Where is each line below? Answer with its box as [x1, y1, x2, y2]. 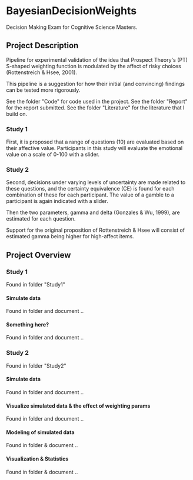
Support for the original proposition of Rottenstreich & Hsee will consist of [6, 226, 185, 234]
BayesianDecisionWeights [6, 4, 137, 18]
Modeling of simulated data [6, 428, 75, 436]
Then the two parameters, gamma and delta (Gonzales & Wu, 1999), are [6, 209, 181, 216]
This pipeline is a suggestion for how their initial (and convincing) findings [6, 80, 185, 87]
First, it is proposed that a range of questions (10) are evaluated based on [6, 138, 184, 145]
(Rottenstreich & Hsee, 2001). [6, 69, 78, 76]
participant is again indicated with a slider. [6, 198, 108, 205]
